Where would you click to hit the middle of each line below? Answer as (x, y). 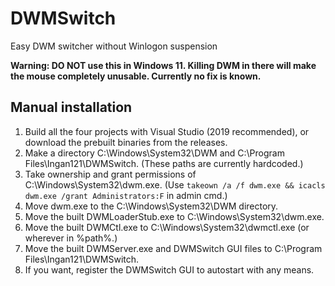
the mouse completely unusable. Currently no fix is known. (136, 76)
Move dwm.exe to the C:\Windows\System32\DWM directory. (151, 206)
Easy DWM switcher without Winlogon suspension (114, 46)
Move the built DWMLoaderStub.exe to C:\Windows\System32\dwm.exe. (174, 216)
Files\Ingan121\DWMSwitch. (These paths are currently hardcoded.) (164, 163)
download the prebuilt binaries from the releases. (126, 142)
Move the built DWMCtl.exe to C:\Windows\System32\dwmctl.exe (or (167, 227)
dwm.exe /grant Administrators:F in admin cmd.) (126, 195)
